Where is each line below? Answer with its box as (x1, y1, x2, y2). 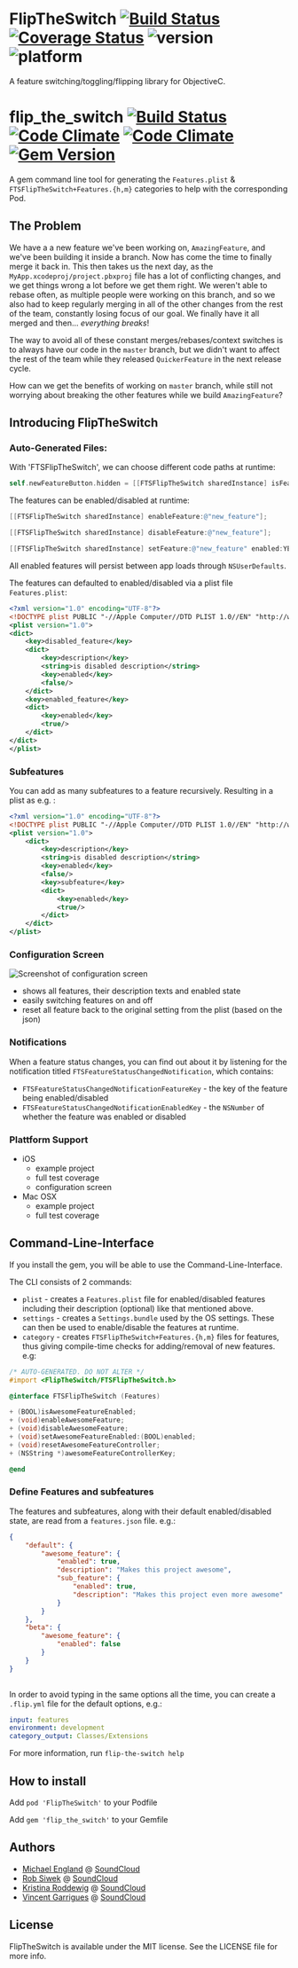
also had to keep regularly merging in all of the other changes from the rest (9, 298, 284, 310)
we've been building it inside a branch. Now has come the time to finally (9, 251, 272, 262)
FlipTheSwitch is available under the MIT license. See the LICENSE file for (9, 1941, 278, 1951)
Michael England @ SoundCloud (21, 1863, 140, 1874)
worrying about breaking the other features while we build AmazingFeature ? (9, 389, 284, 400)
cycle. (9, 363, 31, 373)
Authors (9, 1840, 56, 1855)
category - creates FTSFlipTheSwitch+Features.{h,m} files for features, (21, 1331, 279, 1342)
